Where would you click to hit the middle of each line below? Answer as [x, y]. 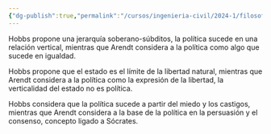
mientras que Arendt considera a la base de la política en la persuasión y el [133, 112]
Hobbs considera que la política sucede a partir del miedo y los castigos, [129, 104]
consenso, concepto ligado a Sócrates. [73, 120]
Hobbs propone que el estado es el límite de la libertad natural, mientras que [135, 71]
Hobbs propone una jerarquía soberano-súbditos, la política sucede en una [133, 39]
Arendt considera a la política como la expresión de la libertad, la [116, 79]
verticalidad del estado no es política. [71, 88]
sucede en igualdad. [42, 55]
